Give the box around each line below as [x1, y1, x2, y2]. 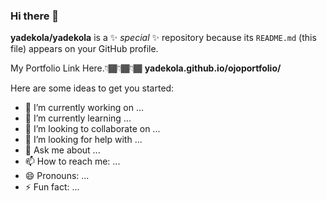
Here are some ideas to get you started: [10, 82, 175, 94]
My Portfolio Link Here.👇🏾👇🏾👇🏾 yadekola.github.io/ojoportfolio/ [10, 62, 282, 74]
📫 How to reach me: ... [24, 155, 121, 168]
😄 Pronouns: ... [24, 170, 90, 182]
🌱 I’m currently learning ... [24, 112, 132, 124]
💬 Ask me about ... [24, 144, 101, 156]
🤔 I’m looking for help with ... [24, 134, 143, 146]
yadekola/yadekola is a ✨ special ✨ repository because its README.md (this [10, 32, 317, 44]
